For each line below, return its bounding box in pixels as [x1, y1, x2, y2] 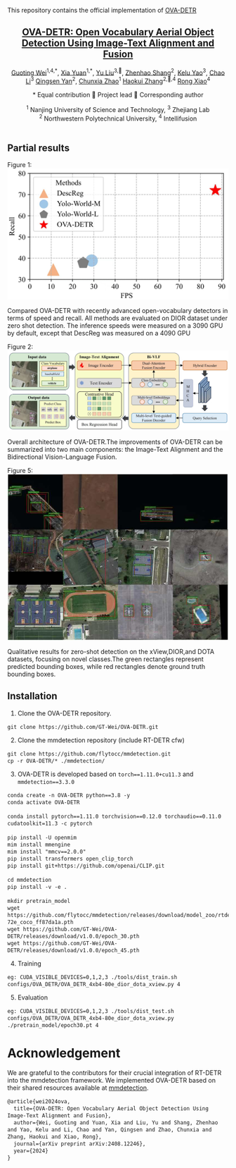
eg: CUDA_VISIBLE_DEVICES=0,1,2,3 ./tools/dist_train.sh [7, 973, 178, 980]
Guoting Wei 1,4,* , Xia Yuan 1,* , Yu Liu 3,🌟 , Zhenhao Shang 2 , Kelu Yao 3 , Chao [11, 67, 225, 77]
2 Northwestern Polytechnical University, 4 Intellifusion [39, 113, 197, 123]
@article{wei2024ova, [7, 1098, 71, 1105]
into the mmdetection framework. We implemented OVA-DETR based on [7, 1076, 216, 1084]
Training [17, 959, 42, 968]
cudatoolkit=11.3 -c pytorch [7, 820, 93, 827]
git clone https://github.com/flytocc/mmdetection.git [7, 750, 171, 757]
